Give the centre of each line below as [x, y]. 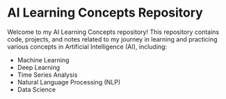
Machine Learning [43, 60]
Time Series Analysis [47, 75]
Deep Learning [39, 67]
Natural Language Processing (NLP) [69, 82]
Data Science [37, 89]
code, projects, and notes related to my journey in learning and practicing [112, 39]
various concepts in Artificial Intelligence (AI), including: [87, 46]
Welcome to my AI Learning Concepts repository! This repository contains [113, 32]
